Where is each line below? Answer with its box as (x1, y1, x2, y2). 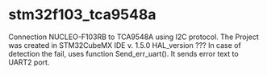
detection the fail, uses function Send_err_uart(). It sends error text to (8, 49, 240, 58)
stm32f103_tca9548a (8, 6, 156, 24)
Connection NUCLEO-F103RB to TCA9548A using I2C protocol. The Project (8, 32, 260, 41)
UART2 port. (8, 57, 50, 67)
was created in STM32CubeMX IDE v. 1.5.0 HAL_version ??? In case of (8, 40, 242, 49)
